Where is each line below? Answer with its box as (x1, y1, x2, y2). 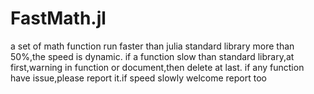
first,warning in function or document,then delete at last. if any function (10, 61, 305, 73)
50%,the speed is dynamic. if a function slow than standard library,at (10, 50, 295, 62)
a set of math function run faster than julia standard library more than (10, 40, 295, 52)
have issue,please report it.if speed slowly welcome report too (10, 72, 267, 84)
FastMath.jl (10, 7, 107, 30)
